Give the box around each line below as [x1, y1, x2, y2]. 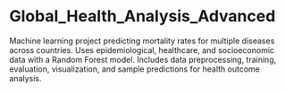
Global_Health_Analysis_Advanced [9, 6, 276, 27]
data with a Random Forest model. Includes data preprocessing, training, [9, 54, 277, 65]
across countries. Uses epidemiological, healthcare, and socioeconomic [9, 44, 275, 55]
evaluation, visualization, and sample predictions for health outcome [9, 64, 261, 74]
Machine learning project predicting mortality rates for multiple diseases [9, 35, 275, 46]
